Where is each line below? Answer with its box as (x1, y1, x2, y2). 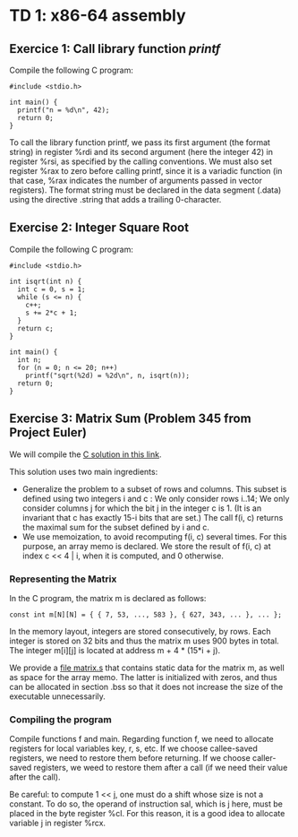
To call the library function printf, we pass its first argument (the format (9, 137, 271, 148)
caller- (251, 753, 277, 764)
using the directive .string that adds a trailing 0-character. (9, 194, 222, 204)
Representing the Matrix (9, 573, 117, 585)
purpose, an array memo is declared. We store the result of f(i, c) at (21, 540, 271, 551)
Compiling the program (9, 713, 112, 726)
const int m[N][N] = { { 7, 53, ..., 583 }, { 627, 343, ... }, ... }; (9, 610, 282, 619)
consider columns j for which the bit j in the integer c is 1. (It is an (21, 503, 262, 513)
